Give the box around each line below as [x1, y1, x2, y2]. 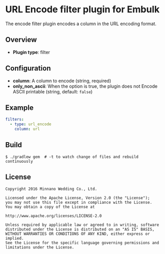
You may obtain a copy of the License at [5, 204, 95, 209]
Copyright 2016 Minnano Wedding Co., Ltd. [5, 186, 97, 191]
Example [5, 103, 34, 112]
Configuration [5, 64, 51, 73]
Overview [5, 35, 37, 44]
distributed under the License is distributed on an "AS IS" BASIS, [5, 227, 155, 232]
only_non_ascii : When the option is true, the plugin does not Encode [12, 83, 158, 89]
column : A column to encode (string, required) [12, 77, 112, 84]
